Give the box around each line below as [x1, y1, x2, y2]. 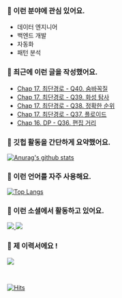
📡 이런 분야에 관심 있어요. [7, 5, 85, 15]
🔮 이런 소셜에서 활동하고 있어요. [7, 206, 104, 216]
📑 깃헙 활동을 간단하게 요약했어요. [7, 137, 111, 147]
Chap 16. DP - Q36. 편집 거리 [16, 119, 97, 127]
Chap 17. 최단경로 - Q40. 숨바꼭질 [16, 84, 108, 92]
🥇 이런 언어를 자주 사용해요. [7, 171, 92, 181]
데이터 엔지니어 [16, 23, 58, 32]
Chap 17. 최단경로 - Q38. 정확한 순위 [16, 101, 115, 110]
